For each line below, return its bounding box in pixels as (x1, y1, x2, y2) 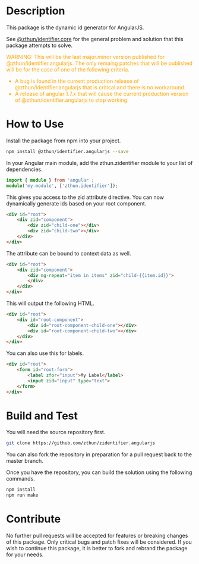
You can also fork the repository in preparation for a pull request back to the (6, 451, 192, 458)
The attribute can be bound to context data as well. (6, 250, 131, 257)
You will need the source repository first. (6, 429, 106, 436)
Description (6, 4, 65, 18)
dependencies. (6, 166, 43, 173)
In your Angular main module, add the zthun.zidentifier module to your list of (6, 159, 193, 166)
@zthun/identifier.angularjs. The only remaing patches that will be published (6, 60, 193, 67)
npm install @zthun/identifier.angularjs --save (6, 148, 129, 154)
